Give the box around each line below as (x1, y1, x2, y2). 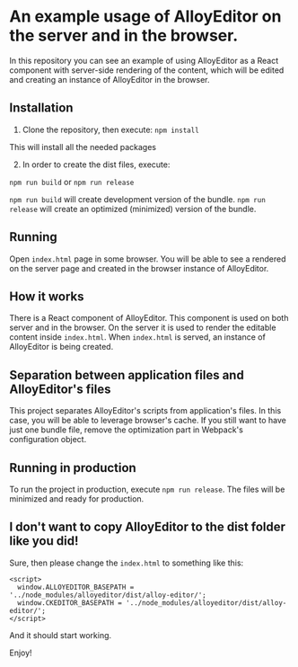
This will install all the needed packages (9, 141, 157, 152)
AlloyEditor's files (9, 381, 111, 396)
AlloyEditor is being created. (9, 342, 114, 352)
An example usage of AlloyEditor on (9, 6, 282, 27)
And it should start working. (9, 629, 112, 640)
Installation (9, 101, 74, 116)
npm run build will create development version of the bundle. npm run (9, 193, 267, 204)
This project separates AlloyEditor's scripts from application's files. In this (9, 405, 282, 416)
